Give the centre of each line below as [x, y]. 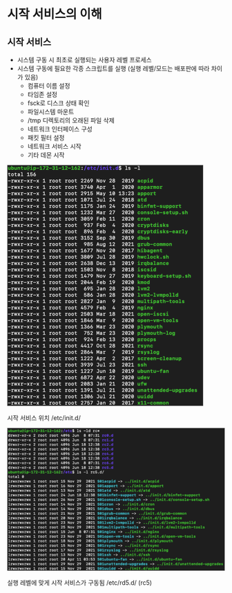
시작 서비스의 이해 [55, 14]
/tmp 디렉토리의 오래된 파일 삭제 [71, 120]
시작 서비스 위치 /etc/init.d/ [44, 418]
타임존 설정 [42, 94]
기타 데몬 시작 [46, 155]
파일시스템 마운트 [51, 112]
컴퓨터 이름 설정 [49, 86]
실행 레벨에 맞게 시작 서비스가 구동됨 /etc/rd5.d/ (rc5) [80, 583]
